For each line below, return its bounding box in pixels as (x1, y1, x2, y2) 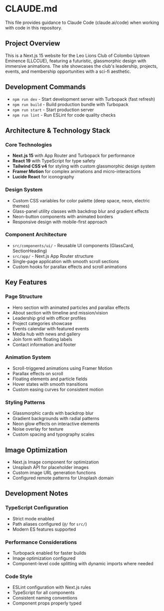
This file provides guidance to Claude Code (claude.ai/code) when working (5, 19, 160, 25)
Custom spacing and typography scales (12, 432, 95, 438)
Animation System (5, 354, 51, 361)
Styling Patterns (5, 399, 45, 406)
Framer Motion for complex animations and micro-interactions (12, 168, 141, 174)
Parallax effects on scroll (12, 370, 63, 376)
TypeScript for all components (12, 590, 75, 596)
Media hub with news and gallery (12, 331, 81, 337)
